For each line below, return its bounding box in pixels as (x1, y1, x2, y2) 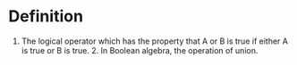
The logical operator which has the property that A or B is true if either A (21, 36, 288, 46)
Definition (8, 6, 84, 27)
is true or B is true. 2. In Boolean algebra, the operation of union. (21, 45, 259, 55)
